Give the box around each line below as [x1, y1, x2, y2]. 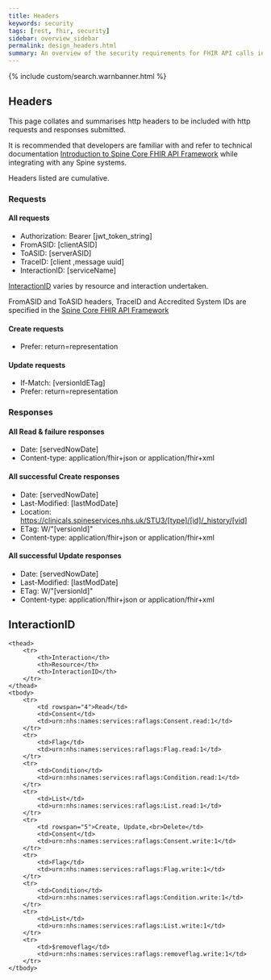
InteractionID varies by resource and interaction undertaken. [8, 281, 209, 290]
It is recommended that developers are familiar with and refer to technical [8, 140, 252, 150]
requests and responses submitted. [8, 124, 127, 134]
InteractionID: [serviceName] [19, 265, 117, 275]
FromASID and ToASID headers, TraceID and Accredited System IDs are [8, 296, 247, 307]
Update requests [8, 360, 66, 369]
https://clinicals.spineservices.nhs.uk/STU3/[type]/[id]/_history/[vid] [19, 515, 248, 525]
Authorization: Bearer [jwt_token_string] [19, 231, 152, 240]
